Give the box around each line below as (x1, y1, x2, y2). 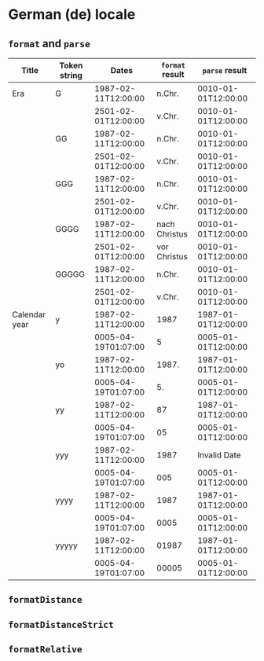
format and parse (8, 37, 90, 50)
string (59, 70, 82, 80)
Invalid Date (197, 450, 241, 461)
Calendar (12, 309, 46, 320)
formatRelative (8, 644, 82, 655)
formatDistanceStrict (8, 619, 114, 630)
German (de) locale (8, 6, 136, 24)
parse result (202, 65, 247, 75)
